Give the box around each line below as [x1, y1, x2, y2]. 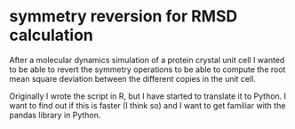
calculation [9, 25, 93, 45]
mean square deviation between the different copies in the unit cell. [9, 73, 256, 84]
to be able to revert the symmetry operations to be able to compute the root [9, 64, 286, 75]
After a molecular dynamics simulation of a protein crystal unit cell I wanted [9, 54, 285, 65]
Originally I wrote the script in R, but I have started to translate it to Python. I [9, 91, 287, 101]
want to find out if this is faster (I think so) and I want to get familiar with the [9, 100, 286, 110]
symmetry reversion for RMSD [9, 6, 238, 27]
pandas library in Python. [9, 109, 101, 120]
